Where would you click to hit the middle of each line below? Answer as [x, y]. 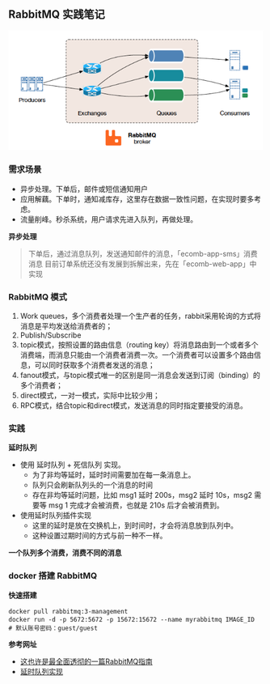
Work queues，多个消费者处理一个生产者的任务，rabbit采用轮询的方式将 [140, 316]
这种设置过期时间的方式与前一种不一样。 [99, 536]
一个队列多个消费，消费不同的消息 [65, 553]
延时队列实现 [41, 671]
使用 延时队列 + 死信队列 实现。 [72, 465]
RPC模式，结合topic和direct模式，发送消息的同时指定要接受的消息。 [134, 405]
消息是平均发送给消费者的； [66, 325]
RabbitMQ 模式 [38, 296]
